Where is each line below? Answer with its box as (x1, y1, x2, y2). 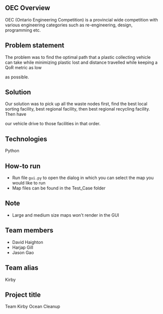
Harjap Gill (12, 244, 33, 250)
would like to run (12, 180, 46, 186)
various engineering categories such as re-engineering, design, (5, 22, 133, 28)
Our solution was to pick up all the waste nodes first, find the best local (5, 101, 147, 107)
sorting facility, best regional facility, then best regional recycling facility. (5, 106, 150, 112)
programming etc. (5, 27, 41, 33)
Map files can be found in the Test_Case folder (12, 185, 106, 191)
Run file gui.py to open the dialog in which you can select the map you (12, 175, 154, 181)
